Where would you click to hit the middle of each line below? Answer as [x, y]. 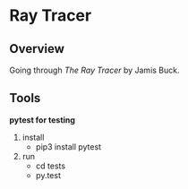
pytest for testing [43, 120]
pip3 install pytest [68, 146]
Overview [37, 49]
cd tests [50, 166]
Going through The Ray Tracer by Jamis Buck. [94, 70]
